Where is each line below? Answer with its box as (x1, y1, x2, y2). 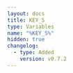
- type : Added (13, 49, 54, 56)
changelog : (7, 42, 39, 49)
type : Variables (7, 23, 54, 30)
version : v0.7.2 (19, 56, 67, 63)
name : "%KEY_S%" (7, 29, 54, 37)
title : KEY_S (7, 17, 45, 24)
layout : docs (7, 10, 45, 17)
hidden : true (7, 36, 45, 43)
